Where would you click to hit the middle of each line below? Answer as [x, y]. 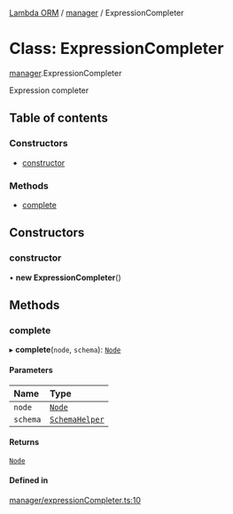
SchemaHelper [77, 419]
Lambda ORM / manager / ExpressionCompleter [97, 13]
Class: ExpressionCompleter [116, 49]
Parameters [31, 370]
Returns [24, 442]
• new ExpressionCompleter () [65, 277]
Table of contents [58, 118]
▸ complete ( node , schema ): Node [65, 350]
